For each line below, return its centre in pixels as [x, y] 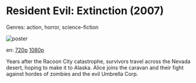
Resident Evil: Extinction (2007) [85, 11]
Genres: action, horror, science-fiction [52, 27]
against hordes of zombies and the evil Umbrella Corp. [72, 74]
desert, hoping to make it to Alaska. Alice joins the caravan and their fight [95, 67]
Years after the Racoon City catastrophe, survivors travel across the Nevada [98, 61]
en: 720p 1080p [25, 50]
